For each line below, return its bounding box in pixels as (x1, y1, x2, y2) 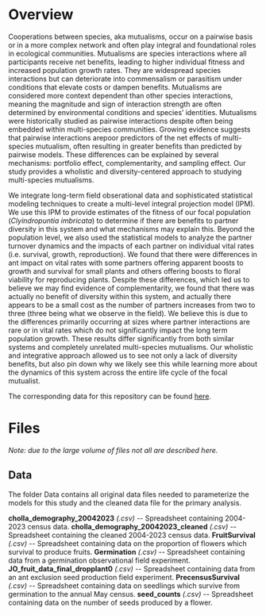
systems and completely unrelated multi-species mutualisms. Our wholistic (8, 342, 254, 352)
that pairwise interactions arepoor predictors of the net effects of (8, 133, 221, 142)
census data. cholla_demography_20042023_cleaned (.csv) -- (27, 521, 237, 531)
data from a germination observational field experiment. (8, 555, 191, 565)
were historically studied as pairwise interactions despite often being (8, 116, 233, 125)
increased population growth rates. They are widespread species (8, 65, 222, 75)
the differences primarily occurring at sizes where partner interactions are (8, 317, 250, 326)
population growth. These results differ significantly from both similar (8, 333, 234, 343)
